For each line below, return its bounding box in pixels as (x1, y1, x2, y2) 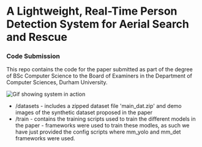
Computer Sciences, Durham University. (6, 79, 108, 86)
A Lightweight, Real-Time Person (6, 4, 178, 18)
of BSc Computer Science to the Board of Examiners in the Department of (6, 72, 193, 80)
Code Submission (6, 52, 60, 60)
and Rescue (6, 30, 67, 44)
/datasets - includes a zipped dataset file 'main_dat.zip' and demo (15, 102, 182, 110)
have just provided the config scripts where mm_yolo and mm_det (15, 128, 181, 135)
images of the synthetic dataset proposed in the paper (15, 109, 153, 117)
